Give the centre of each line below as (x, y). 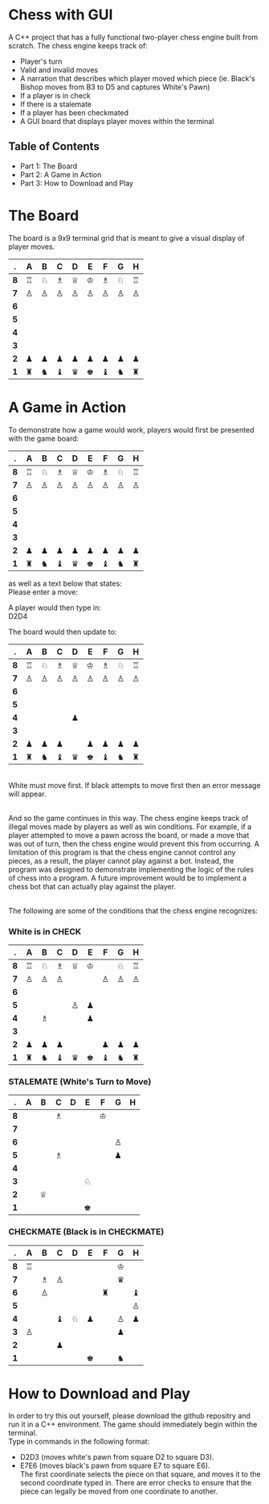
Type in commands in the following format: (79, 1442)
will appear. (27, 793)
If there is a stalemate (56, 104)
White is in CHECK (45, 931)
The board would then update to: (63, 632)
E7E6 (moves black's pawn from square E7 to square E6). (115, 1466)
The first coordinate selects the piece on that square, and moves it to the (140, 1474)
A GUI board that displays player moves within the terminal (117, 121)
